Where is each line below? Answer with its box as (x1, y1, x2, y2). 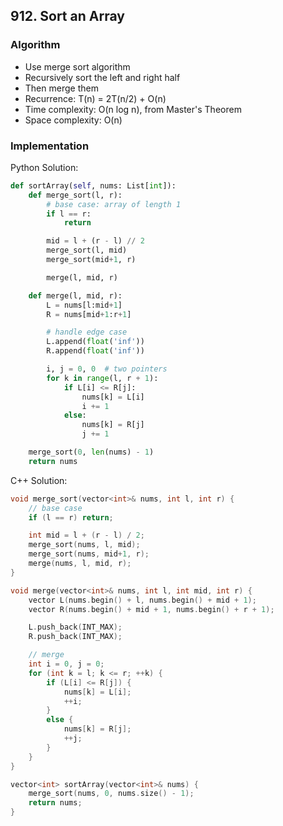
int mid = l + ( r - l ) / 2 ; (28, 530, 145, 541)
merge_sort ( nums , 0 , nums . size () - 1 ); (28, 789, 195, 799)
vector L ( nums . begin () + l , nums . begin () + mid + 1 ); (28, 595, 257, 605)
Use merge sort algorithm (24, 60, 131, 73)
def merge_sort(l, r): (28, 190, 123, 200)
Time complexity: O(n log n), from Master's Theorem (24, 103, 242, 115)
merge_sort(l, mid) (46, 245, 128, 256)
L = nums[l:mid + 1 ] (46, 300, 123, 310)
